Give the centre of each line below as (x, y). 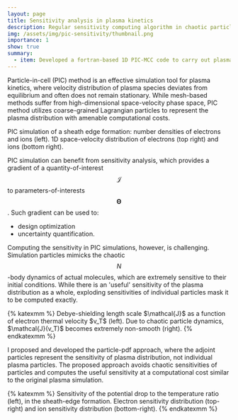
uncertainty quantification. (56, 234)
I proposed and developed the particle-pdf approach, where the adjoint (111, 350)
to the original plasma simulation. (56, 380)
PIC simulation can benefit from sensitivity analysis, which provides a (108, 160)
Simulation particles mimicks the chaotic (66, 255)
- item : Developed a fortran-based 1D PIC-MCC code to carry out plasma (123, 60)
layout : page (27, 14)
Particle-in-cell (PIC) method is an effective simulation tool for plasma (109, 80)
